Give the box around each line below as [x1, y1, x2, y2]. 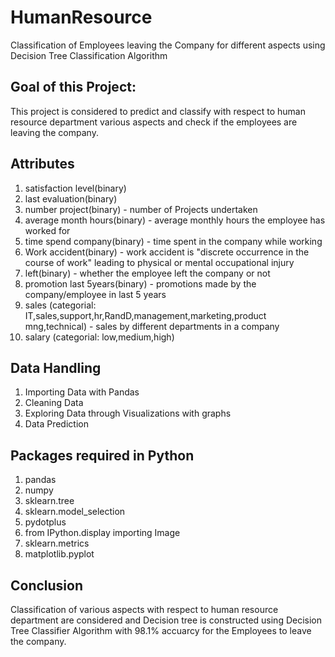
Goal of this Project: [10, 79, 137, 96]
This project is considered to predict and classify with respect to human [10, 105, 307, 117]
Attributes [10, 156, 75, 173]
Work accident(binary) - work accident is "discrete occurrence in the [24, 246, 310, 258]
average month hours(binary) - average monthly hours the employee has [24, 214, 326, 226]
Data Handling [10, 359, 102, 376]
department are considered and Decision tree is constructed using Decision [10, 614, 323, 626]
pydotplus [24, 516, 67, 528]
